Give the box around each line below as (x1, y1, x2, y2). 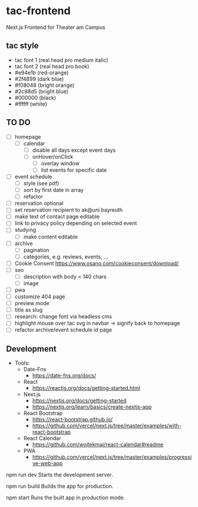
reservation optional (14, 199, 64, 207)
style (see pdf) (23, 180, 60, 187)
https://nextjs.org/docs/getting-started (32, 397, 127, 404)
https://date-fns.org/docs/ (32, 372, 96, 379)
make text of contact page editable (14, 213, 100, 220)
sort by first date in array (23, 187, 84, 194)
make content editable (23, 233, 78, 240)
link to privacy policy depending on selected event (14, 220, 137, 227)
